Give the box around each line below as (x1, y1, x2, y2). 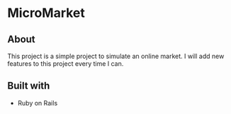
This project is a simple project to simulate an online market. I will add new (7, 52, 225, 60)
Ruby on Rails (17, 98, 58, 107)
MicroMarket (7, 5, 85, 21)
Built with (7, 80, 50, 92)
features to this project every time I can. (7, 59, 124, 68)
